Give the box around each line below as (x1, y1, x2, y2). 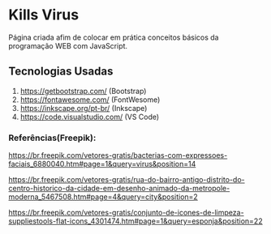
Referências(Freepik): (8, 132, 97, 143)
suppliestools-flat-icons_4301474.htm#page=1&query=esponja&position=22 (8, 216, 263, 226)
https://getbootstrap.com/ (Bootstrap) (19, 86, 147, 96)
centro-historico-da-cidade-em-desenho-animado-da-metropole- (8, 184, 230, 194)
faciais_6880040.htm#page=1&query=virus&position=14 (8, 160, 196, 169)
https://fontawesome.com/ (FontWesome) (19, 95, 161, 104)
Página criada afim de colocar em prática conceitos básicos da (8, 32, 219, 42)
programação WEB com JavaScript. (8, 40, 128, 50)
